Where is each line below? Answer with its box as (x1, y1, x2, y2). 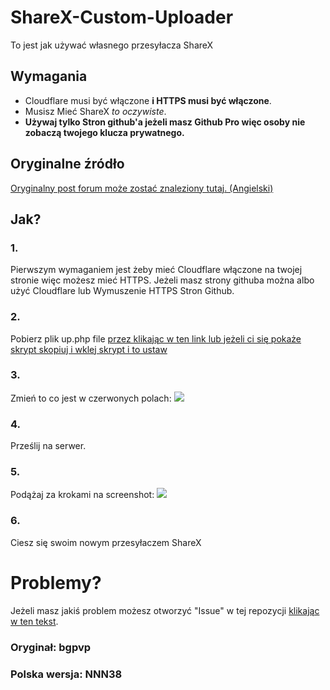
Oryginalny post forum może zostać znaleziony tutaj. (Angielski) (10, 182, 274, 194)
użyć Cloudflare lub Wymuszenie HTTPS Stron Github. (10, 285, 235, 297)
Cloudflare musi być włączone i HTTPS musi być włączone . (24, 94, 272, 106)
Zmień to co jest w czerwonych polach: (10, 392, 172, 404)
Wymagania (10, 68, 88, 85)
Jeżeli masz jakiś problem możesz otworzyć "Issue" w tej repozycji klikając (10, 604, 320, 616)
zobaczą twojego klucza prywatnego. (24, 126, 185, 138)
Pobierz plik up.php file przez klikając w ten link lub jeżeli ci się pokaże (10, 332, 302, 345)
